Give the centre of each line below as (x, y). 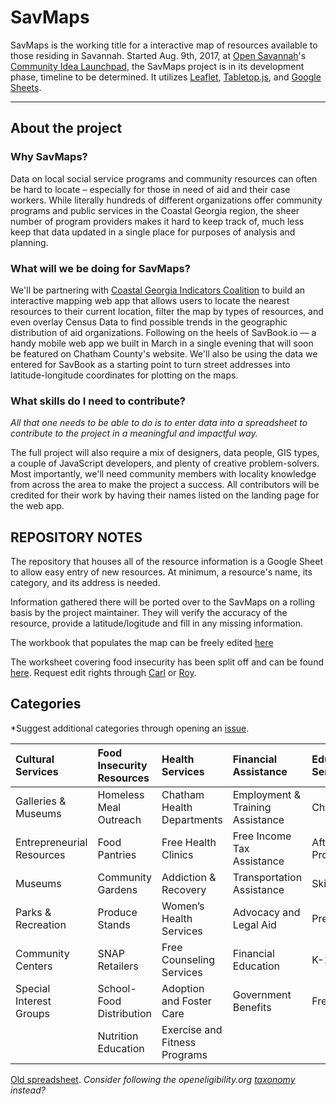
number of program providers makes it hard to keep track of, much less (157, 221)
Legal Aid (254, 924)
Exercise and (192, 1029)
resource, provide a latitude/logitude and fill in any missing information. (157, 623)
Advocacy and (266, 912)
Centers (34, 966)
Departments (192, 819)
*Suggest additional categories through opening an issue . (130, 728)
